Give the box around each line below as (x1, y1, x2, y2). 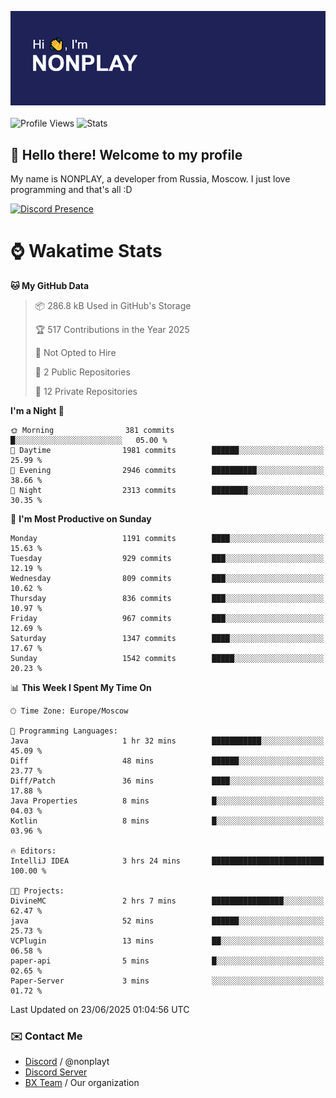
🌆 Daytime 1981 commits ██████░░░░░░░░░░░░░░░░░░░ (10, 445, 325, 455)
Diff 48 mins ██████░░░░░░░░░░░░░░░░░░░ (10, 756, 325, 766)
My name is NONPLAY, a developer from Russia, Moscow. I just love (10, 173, 291, 185)
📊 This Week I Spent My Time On (10, 681, 152, 693)
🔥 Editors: (10, 846, 57, 856)
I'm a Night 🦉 (10, 404, 65, 416)
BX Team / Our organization (24, 1077, 140, 1089)
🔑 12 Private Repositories (34, 385, 138, 397)
